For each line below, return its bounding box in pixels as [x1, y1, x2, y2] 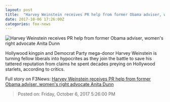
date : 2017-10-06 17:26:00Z [5, 17, 65, 22]
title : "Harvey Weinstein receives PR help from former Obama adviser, [5, 12, 162, 17]
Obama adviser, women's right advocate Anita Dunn [5, 81, 114, 87]
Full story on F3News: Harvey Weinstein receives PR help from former [5, 76, 151, 82]
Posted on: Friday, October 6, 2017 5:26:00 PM [17, 91, 115, 97]
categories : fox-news [5, 21, 51, 27]
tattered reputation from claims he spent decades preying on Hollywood [5, 61, 155, 67]
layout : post [5, 7, 33, 13]
